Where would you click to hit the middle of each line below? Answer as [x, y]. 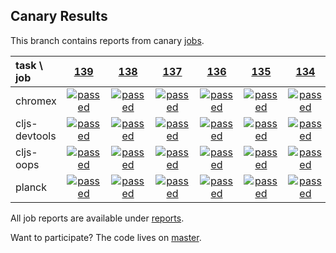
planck [31, 187]
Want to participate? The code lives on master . [106, 237]
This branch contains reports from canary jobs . [107, 40]
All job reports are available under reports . [97, 218]
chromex [36, 101]
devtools [36, 136]
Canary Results [59, 16]
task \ [29, 65]
